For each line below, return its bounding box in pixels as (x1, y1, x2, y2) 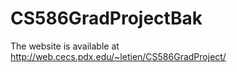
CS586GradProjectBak (10, 7, 203, 30)
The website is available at (10, 40, 120, 52)
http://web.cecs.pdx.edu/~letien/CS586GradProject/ (10, 50, 227, 62)
